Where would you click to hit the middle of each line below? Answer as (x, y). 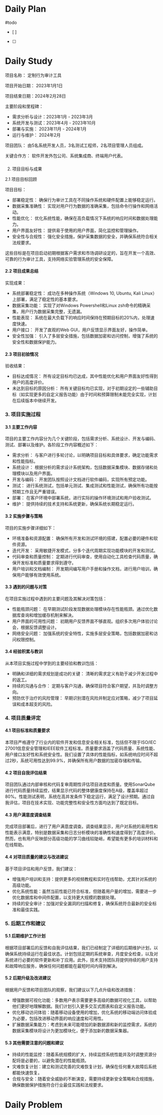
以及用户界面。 (40, 474)
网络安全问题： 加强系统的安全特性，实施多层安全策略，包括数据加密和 (83, 633)
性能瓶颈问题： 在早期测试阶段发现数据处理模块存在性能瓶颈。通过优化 (83, 609)
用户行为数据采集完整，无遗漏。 (53, 311)
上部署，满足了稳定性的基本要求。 (46, 299)
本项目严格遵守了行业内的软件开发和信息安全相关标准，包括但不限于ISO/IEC (81, 742)
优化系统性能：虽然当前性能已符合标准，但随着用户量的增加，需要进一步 (84, 891)
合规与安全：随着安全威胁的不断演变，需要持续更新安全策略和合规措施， (84, 1079)
